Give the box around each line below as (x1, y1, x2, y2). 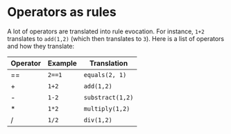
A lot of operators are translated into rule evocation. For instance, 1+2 (7, 27, 205, 35)
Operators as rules (7, 4, 117, 20)
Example (47, 58, 78, 68)
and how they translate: (7, 42, 75, 50)
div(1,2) (83, 116, 112, 124)
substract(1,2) (83, 93, 134, 101)
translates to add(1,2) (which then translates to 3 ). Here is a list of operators (7, 34, 225, 42)
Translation (89, 58, 128, 68)
